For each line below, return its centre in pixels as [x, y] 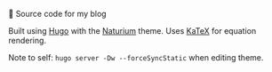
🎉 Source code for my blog [58, 14]
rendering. [27, 40]
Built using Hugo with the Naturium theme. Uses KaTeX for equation [132, 31]
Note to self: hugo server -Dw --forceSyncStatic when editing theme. [136, 57]
